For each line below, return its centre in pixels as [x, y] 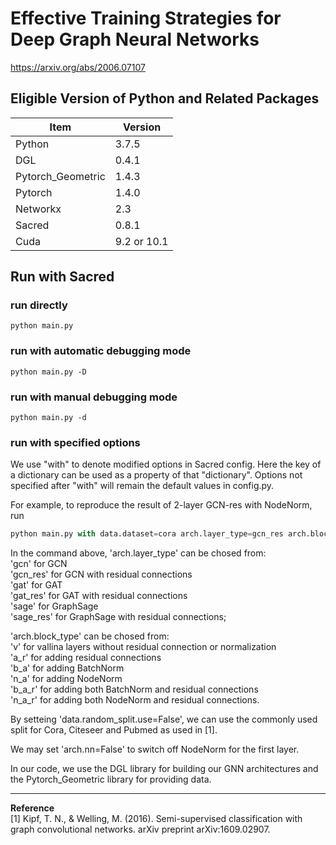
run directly [39, 305]
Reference [32, 808]
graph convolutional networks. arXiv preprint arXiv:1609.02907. [140, 829]
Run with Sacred [62, 277]
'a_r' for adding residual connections [86, 658]
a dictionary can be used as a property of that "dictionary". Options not [156, 475]
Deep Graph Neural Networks [135, 39]
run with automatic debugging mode [101, 351]
